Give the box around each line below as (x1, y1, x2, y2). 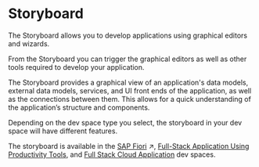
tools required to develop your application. (8, 62, 145, 71)
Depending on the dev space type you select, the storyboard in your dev (8, 118, 243, 127)
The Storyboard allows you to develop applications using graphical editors (8, 31, 248, 40)
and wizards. (8, 38, 50, 48)
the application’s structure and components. (8, 103, 150, 112)
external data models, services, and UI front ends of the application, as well (8, 85, 252, 95)
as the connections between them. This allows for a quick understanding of (8, 94, 252, 103)
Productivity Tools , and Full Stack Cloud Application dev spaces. (8, 150, 216, 159)
